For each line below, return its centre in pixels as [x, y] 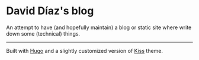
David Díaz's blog [50, 11]
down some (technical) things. [43, 33]
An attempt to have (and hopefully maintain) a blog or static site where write [99, 27]
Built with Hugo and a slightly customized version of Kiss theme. [85, 50]
